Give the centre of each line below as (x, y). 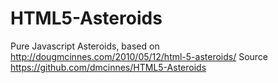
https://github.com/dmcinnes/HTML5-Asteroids (108, 67)
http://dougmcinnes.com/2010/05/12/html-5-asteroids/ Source (139, 56)
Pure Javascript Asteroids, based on (85, 46)
